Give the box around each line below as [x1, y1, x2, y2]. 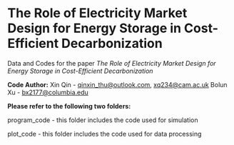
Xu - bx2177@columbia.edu [7, 88, 89, 96]
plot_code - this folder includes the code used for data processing [7, 129, 202, 138]
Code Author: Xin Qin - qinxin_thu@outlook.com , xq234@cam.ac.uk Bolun [7, 80, 228, 89]
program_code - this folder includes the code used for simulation [7, 116, 198, 124]
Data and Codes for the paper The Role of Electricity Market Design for [7, 59, 216, 67]
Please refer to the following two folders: [7, 101, 131, 110]
